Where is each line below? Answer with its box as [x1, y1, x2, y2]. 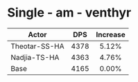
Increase [96, 30, 126, 39]
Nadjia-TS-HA [10, 52, 60, 62]
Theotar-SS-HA [10, 41, 64, 51]
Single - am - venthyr [7, 5, 132, 21]
